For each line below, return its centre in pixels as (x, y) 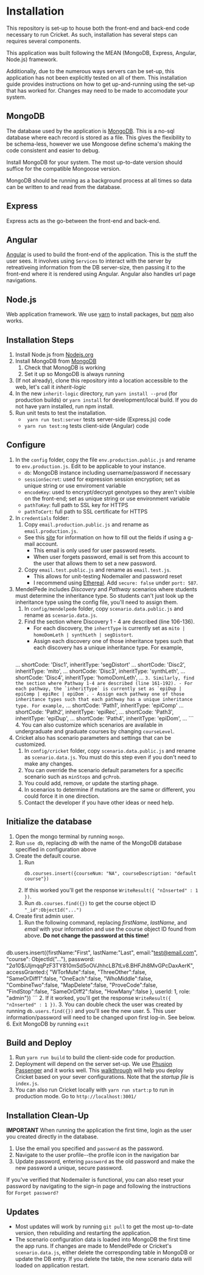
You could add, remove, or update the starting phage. (91, 783)
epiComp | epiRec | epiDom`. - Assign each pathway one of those (100, 694)
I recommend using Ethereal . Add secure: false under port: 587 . (115, 583)
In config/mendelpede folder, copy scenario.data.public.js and (104, 608)
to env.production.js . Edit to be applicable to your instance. (90, 466)
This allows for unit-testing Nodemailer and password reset (108, 576)
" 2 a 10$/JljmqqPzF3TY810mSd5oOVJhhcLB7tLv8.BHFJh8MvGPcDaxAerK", (100, 965)
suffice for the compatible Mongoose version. (64, 168)
